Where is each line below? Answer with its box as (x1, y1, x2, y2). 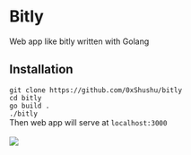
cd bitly (9, 93, 42, 102)
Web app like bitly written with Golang (9, 36, 150, 47)
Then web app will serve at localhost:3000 (9, 116, 168, 127)
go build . (9, 101, 50, 110)
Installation (9, 62, 74, 77)
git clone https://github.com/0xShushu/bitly (9, 85, 182, 95)
